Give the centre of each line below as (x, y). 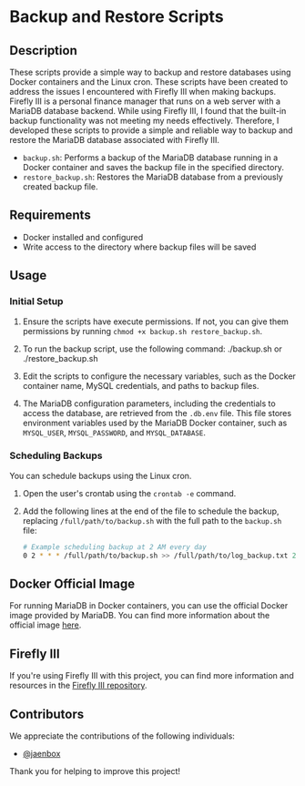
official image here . (46, 625)
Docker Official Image (72, 583)
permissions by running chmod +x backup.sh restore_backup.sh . (142, 331)
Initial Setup (36, 301)
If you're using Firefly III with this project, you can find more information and (152, 676)
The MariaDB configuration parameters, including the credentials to (149, 403)
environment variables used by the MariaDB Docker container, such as (155, 423)
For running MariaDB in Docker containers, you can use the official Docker (149, 606)
